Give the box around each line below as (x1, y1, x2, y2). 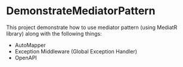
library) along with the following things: (6, 30, 103, 37)
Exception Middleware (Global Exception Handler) (14, 47, 138, 55)
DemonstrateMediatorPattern (6, 4, 156, 18)
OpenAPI (14, 54, 37, 61)
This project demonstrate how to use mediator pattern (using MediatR (6, 24, 178, 31)
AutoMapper (14, 42, 46, 49)
